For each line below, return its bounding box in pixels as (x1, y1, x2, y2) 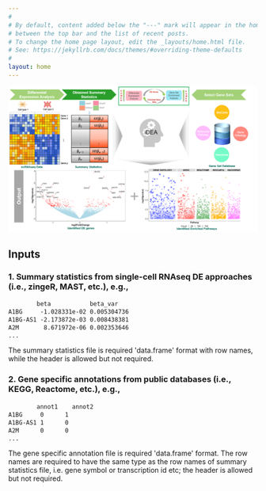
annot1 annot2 (36, 402, 93, 411)
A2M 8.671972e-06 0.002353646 (8, 324, 129, 332)
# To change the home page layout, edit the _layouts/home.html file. (8, 38, 246, 46)
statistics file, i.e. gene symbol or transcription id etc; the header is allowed (8, 465, 253, 474)
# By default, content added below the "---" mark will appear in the (8, 21, 246, 29)
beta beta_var (36, 300, 119, 308)
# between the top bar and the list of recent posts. (8, 29, 190, 37)
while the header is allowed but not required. (8, 354, 154, 363)
